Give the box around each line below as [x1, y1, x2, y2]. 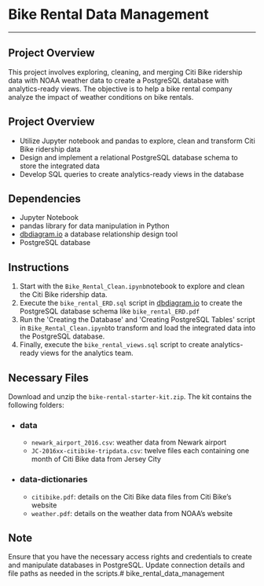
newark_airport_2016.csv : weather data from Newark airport [31, 438, 227, 447]
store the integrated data [19, 161, 101, 170]
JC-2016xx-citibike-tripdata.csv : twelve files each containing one [31, 446, 250, 456]
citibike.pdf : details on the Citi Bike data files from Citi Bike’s [31, 492, 232, 501]
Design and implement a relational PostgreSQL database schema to [19, 152, 238, 162]
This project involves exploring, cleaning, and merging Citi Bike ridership [8, 67, 243, 76]
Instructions [8, 261, 69, 274]
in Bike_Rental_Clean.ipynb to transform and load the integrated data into [19, 324, 256, 333]
